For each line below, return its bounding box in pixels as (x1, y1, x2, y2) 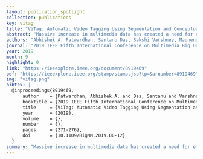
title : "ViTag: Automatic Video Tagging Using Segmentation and (6, 25, 172, 32)
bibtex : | (6, 82, 31, 88)
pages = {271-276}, (22, 127, 83, 133)
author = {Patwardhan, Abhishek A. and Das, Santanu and (22, 93, 177, 99)
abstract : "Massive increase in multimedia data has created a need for (6, 31, 193, 37)
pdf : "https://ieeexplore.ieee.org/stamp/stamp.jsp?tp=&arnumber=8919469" (6, 71, 199, 77)
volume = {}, (22, 115, 63, 122)
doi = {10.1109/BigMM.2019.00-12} (22, 132, 126, 139)
